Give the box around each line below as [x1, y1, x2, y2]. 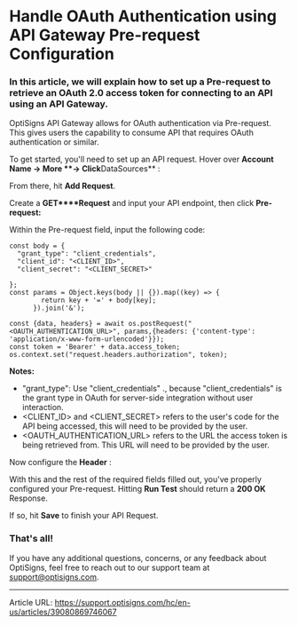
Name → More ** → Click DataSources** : [9, 163, 161, 174]
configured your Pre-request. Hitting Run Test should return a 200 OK [9, 484, 266, 494]
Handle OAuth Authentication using [9, 6, 278, 27]
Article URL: [9, 597, 53, 607]
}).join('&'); [32, 304, 86, 312]
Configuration [9, 44, 115, 64]
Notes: [9, 366, 35, 376]
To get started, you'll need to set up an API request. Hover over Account [9, 154, 274, 165]
